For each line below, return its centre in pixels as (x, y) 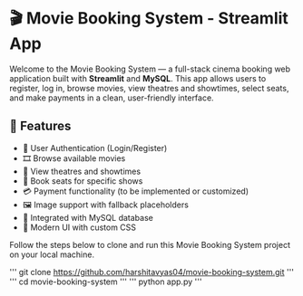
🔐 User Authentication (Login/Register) (95, 148)
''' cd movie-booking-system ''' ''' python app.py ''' (106, 282)
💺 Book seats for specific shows (83, 181)
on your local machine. (52, 254)
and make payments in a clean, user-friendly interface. (112, 98)
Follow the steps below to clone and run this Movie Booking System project (150, 244)
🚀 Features (40, 126)
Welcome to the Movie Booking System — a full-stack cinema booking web (150, 69)
